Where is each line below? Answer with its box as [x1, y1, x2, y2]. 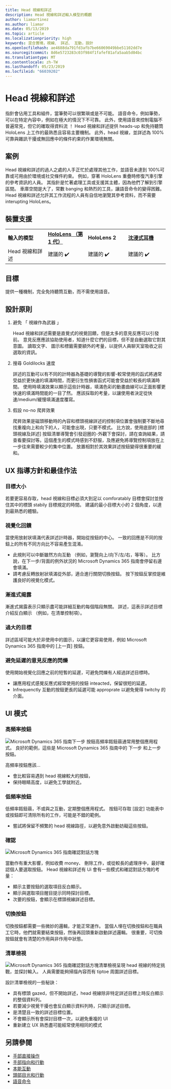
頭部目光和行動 [12, 1072, 44, 1078]
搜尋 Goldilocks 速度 [12, 360, 55, 367]
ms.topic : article [5, 31, 44, 36]
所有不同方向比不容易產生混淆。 [18, 541, 85, 547]
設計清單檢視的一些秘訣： [5, 979, 59, 985]
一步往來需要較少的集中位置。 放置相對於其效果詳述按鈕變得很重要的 [12, 443, 157, 450]
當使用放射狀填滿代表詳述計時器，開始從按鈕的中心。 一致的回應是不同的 [5, 535, 158, 541]
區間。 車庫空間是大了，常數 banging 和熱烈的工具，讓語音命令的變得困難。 [5, 185, 164, 191]
